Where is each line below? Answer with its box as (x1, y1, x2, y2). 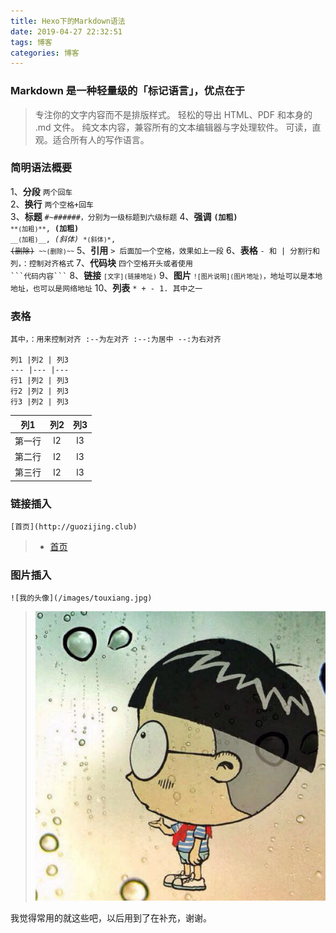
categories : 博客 (10, 48, 80, 58)
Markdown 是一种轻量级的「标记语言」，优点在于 (10, 84, 246, 98)
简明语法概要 (10, 161, 73, 175)
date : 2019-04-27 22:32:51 (10, 26, 123, 37)
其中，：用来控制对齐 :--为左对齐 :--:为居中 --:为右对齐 (10, 335, 222, 345)
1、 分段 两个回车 (10, 185, 73, 197)
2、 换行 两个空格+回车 (10, 198, 94, 210)
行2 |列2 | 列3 (10, 386, 69, 397)
